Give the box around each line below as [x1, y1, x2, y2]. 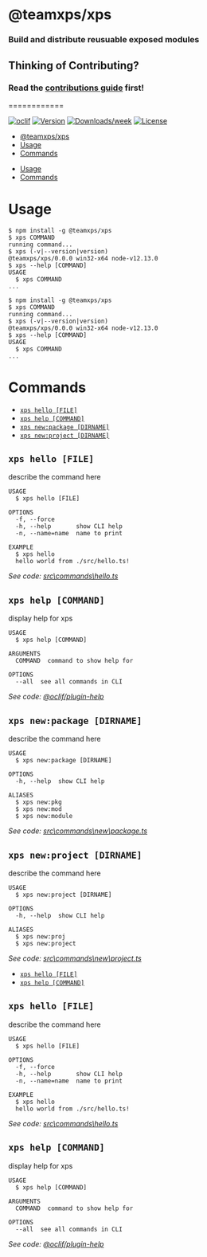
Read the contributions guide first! [8, 82, 145, 93]
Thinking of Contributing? [8, 58, 139, 72]
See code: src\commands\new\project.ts [8, 954, 142, 963]
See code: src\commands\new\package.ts [8, 826, 148, 836]
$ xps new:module [15, 813, 73, 820]
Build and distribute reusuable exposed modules [8, 34, 200, 45]
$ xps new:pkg [15, 798, 62, 806]
